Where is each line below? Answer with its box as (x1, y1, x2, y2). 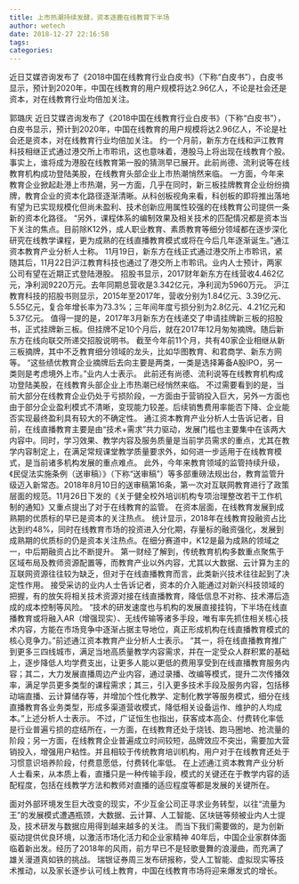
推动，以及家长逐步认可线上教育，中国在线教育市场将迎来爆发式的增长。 (16, 865, 282, 876)
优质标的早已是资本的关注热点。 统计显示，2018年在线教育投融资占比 (32, 513, 287, 524)
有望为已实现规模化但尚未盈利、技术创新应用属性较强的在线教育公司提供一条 (9, 202, 290, 213)
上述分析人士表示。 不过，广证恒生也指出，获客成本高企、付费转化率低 (24, 713, 285, 724)
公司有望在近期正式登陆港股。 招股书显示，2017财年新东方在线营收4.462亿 (9, 269, 285, 279)
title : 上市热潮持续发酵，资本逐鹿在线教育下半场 (9, 12, 170, 22)
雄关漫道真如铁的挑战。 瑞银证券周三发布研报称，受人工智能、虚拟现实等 (9, 855, 277, 865)
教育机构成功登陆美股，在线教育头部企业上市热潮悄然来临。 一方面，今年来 (9, 168, 285, 179)
